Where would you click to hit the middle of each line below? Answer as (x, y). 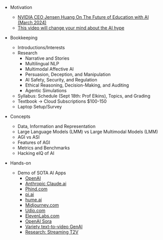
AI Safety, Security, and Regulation (61, 80)
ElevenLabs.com (42, 216)
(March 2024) (32, 23)
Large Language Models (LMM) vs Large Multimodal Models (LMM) (88, 132)
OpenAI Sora (38, 221)
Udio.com (35, 210)
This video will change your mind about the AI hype (71, 28)
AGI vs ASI (29, 137)
